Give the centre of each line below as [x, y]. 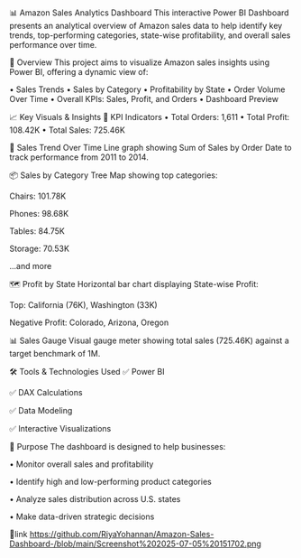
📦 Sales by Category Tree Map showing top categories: [114, 175]
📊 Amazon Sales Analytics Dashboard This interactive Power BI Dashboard [150, 13]
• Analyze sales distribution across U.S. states [95, 499]
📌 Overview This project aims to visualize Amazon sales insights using [140, 62]
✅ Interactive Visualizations [60, 428]
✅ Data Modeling [41, 410]
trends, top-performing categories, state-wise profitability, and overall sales [150, 35]
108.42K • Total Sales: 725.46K [68, 130]
